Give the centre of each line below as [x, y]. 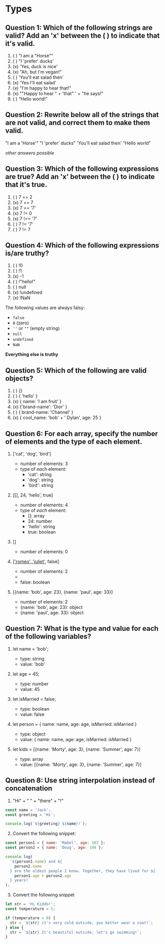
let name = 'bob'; [30, 649]
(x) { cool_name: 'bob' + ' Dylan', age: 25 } [57, 418]
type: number [34, 684]
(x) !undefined [27, 292]
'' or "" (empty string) [36, 328]
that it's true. [26, 185]
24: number [40, 521]
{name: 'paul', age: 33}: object [52, 613]
